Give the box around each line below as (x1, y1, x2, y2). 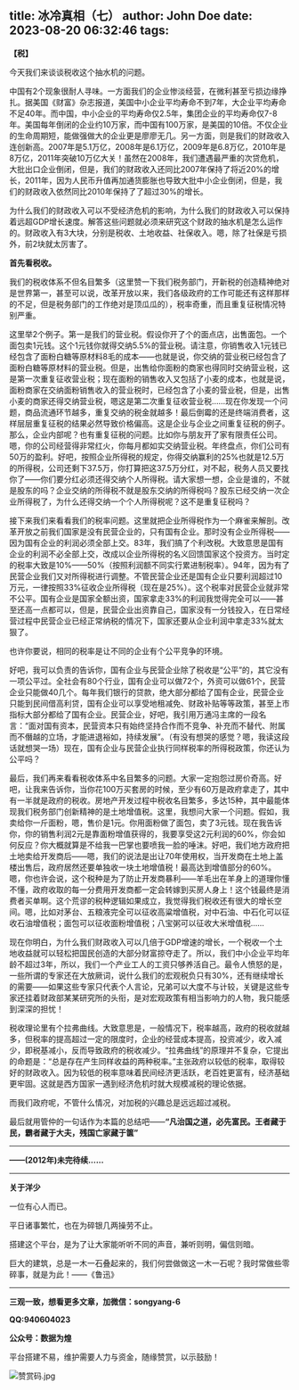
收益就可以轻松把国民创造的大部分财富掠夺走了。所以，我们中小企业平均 (16, 947, 282, 958)
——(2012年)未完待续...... (9, 1154, 104, 1165)
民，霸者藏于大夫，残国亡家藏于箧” (9, 1127, 139, 1138)
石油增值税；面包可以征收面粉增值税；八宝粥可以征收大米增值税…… (16, 917, 265, 928)
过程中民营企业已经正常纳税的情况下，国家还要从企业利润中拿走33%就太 (16, 615, 285, 626)
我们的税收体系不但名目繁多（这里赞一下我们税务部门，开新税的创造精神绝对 (9, 276, 290, 287)
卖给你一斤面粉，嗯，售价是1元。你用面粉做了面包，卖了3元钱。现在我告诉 (9, 817, 283, 828)
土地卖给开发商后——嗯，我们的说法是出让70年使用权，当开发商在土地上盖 (9, 850, 284, 861)
